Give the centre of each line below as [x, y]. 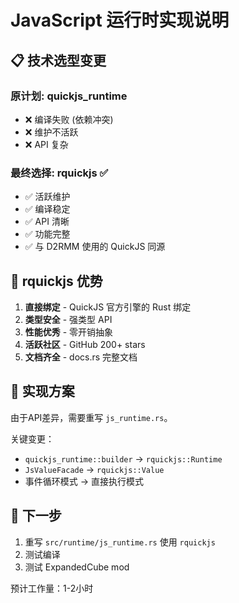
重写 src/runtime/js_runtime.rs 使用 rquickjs [120, 542]
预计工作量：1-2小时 [52, 588]
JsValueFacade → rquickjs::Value [94, 469]
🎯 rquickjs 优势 [56, 281]
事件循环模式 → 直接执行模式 [84, 481]
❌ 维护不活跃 [51, 132]
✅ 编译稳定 [47, 209]
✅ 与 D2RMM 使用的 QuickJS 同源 [95, 247]
